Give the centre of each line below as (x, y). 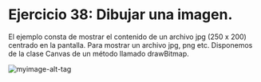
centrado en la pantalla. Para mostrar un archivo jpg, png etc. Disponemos (130, 45)
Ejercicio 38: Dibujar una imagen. (121, 15)
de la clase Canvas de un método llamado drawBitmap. (99, 53)
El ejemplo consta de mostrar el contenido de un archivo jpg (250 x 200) (128, 37)
